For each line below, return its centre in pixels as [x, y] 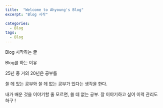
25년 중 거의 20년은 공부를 [31, 73]
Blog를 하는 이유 [21, 62]
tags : [11, 33]
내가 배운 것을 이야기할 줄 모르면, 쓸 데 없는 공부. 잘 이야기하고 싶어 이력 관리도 [82, 94]
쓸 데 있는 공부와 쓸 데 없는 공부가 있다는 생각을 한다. [56, 84]
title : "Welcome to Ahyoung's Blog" [44, 10]
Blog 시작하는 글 [21, 52]
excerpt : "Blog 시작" [27, 14]
